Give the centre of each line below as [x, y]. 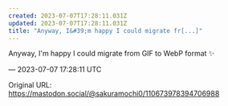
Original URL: [30, 85]
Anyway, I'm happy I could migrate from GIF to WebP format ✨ [112, 54]
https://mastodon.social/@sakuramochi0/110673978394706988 [114, 94]
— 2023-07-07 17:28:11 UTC [55, 70]
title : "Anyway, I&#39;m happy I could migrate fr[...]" [106, 31]
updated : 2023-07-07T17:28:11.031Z [68, 23]
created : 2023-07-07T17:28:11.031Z [68, 16]
